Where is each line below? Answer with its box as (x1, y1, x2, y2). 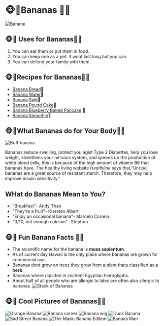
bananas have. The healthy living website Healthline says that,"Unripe (5, 165, 147, 171)
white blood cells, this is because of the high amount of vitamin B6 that (5, 160, 149, 166)
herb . (12, 267, 24, 273)
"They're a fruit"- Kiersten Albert (12, 208, 79, 214)
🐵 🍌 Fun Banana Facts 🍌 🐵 (5, 233, 84, 242)
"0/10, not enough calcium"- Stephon (12, 219, 88, 225)
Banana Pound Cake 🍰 (12, 102, 57, 108)
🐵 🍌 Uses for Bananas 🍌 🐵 (5, 35, 82, 43)
